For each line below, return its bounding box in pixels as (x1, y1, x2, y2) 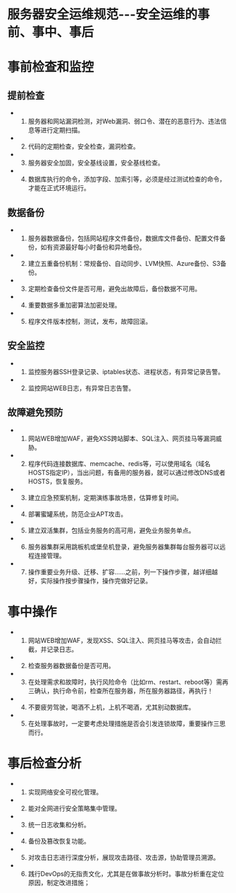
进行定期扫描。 (40, 126, 85, 134)
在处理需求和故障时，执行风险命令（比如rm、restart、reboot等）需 (27, 677, 223, 686)
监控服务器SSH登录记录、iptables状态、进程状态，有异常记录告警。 (27, 367, 224, 375)
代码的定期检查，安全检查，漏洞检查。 (27, 142, 139, 151)
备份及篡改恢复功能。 (27, 836, 90, 845)
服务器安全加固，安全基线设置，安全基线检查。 (27, 158, 164, 167)
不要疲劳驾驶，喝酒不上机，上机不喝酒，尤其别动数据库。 (27, 703, 195, 711)
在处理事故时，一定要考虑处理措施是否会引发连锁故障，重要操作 (27, 719, 213, 728)
